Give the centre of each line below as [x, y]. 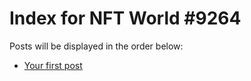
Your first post [53, 65]
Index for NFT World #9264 [125, 18]
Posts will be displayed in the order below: [96, 46]
